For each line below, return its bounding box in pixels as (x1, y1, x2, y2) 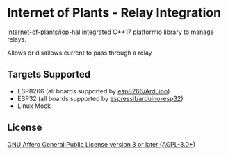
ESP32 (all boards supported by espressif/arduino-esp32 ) (17, 94, 184, 102)
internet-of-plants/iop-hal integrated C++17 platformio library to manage (7, 28, 214, 36)
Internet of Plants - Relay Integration (7, 5, 221, 21)
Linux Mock (17, 102, 51, 110)
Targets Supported (7, 69, 91, 80)
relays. (7, 35, 26, 43)
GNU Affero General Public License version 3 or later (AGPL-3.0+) (7, 140, 196, 148)
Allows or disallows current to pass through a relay (7, 48, 152, 57)
